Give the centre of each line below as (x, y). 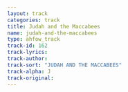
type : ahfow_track (34, 39)
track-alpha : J (29, 71)
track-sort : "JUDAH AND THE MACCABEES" (65, 65)
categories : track (34, 20)
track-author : (28, 59)
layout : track (28, 13)
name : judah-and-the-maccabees (52, 33)
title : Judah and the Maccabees (54, 26)
